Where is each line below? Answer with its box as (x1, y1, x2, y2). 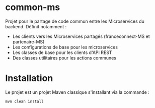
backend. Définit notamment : (5, 23, 67, 29)
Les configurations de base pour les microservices (12, 44, 118, 50)
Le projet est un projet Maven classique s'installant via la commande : (5, 89, 149, 95)
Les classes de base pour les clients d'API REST (12, 49, 112, 56)
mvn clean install (5, 99, 44, 104)
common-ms (5, 2, 60, 13)
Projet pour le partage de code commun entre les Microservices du (5, 18, 144, 24)
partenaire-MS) (12, 38, 45, 44)
